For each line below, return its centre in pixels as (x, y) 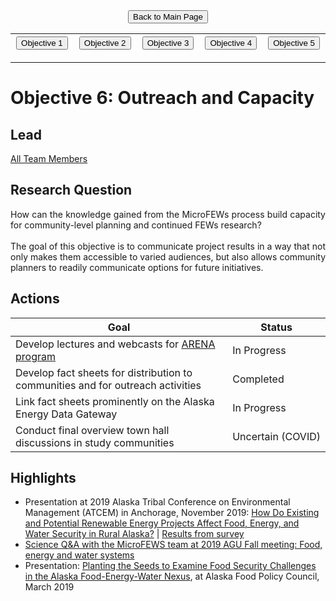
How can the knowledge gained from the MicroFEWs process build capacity (168, 214)
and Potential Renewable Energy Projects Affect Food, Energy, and (162, 523)
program (35, 356)
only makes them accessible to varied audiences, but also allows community (168, 256)
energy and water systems (79, 555)
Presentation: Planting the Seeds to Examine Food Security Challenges (170, 566)
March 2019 (49, 587)
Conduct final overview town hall (92, 430)
